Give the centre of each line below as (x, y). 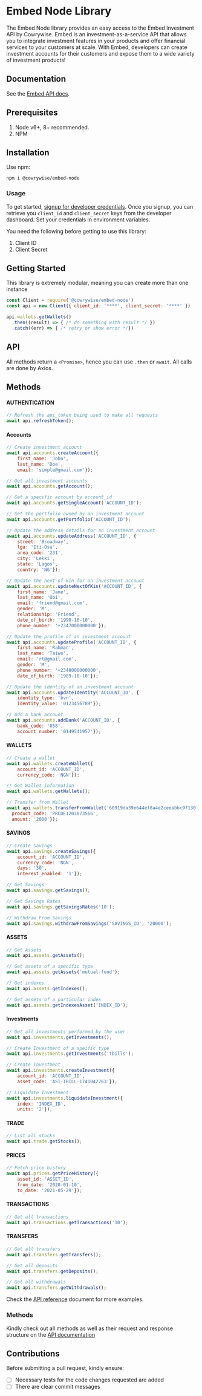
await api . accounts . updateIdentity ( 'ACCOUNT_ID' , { (73, 693)
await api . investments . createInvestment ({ (60, 1071)
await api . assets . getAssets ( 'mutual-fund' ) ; (63, 972)
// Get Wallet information (40, 786)
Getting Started (36, 268)
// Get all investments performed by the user (66, 1032)
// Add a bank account (35, 715)
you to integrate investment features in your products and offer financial (96, 41)
